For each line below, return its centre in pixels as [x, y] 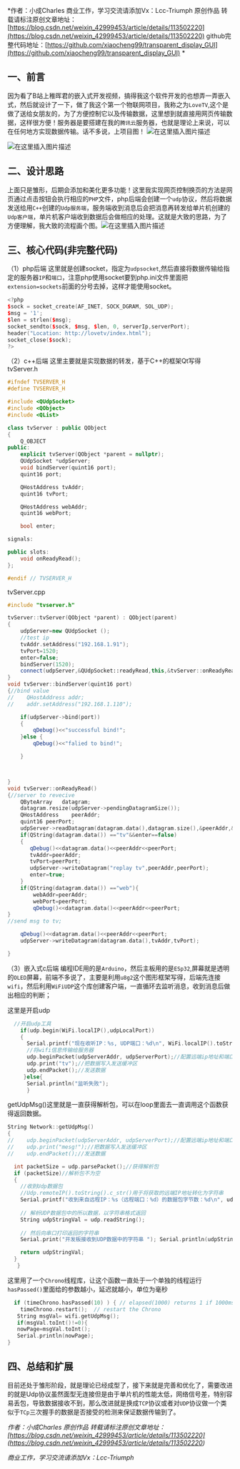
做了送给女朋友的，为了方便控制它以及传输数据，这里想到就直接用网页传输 [117, 114]
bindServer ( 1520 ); [47, 664]
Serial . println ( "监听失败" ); [67, 1083]
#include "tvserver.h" [41, 605]
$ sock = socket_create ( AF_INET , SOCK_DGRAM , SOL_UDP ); [91, 307]
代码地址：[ [30, 45]
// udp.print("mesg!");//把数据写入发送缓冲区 [77, 1147]
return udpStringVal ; [52, 1253]
